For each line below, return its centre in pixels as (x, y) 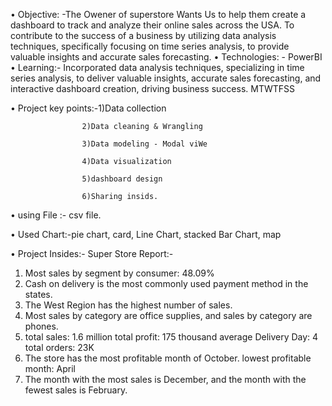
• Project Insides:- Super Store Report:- (92, 253)
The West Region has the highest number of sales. (128, 305)
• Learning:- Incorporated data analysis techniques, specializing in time (157, 67)
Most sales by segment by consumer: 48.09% (119, 273)
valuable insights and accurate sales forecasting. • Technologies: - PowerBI (166, 57)
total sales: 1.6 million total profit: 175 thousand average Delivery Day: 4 (171, 337)
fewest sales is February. (76, 390)
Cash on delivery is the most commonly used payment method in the (166, 283)
